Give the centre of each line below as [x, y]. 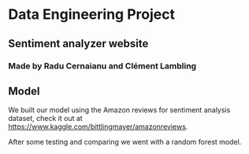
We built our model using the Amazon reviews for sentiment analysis [119, 110]
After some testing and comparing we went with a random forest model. [125, 142]
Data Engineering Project [92, 15]
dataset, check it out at [45, 119]
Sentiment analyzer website [78, 44]
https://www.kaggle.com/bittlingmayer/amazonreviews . [98, 126]
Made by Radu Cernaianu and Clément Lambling [102, 66]
